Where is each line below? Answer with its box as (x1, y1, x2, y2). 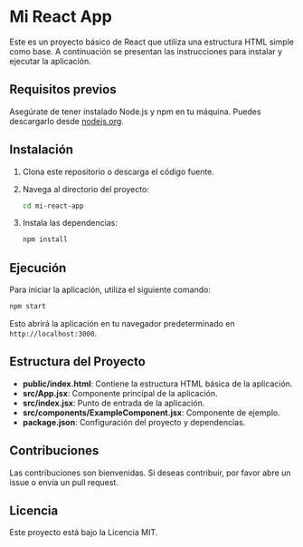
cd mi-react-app (22, 201, 84, 210)
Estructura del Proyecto (9, 354, 147, 369)
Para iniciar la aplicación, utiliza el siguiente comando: (9, 284, 211, 296)
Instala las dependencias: (22, 218, 118, 229)
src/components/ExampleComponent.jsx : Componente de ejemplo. (22, 406, 280, 418)
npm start (9, 302, 47, 311)
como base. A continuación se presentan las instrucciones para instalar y (9, 45, 283, 56)
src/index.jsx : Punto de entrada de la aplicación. (22, 397, 205, 408)
